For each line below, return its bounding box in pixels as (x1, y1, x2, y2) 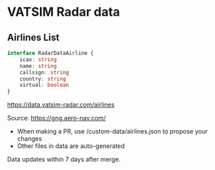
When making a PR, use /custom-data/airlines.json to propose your (17, 127, 208, 136)
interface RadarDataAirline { (7, 50, 94, 56)
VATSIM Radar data (7, 4, 121, 20)
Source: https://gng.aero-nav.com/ (7, 114, 106, 123)
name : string (19, 63, 57, 70)
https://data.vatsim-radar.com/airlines (7, 100, 115, 109)
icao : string (19, 56, 57, 63)
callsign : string (19, 69, 70, 76)
